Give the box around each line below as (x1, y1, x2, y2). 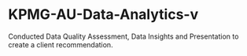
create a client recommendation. (8, 39, 113, 49)
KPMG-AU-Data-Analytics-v (8, 6, 199, 24)
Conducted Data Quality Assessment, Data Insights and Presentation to (8, 32, 239, 41)
